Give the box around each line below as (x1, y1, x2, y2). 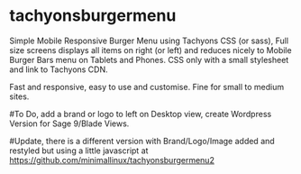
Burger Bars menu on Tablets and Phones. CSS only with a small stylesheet (9, 54, 289, 65)
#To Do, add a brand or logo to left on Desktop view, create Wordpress (9, 108, 272, 119)
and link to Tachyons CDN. (9, 64, 108, 75)
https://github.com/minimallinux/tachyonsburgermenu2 (9, 154, 214, 165)
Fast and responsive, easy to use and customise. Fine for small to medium (9, 81, 285, 92)
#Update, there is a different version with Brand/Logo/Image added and (9, 135, 275, 146)
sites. (9, 91, 30, 102)
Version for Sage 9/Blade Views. (9, 118, 130, 129)
